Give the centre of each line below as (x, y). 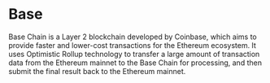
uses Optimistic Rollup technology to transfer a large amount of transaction (134, 54)
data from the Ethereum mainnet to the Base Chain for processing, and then (135, 63)
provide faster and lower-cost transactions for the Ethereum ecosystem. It (132, 45)
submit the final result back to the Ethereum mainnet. (97, 71)
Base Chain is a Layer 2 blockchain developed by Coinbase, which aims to (133, 37)
